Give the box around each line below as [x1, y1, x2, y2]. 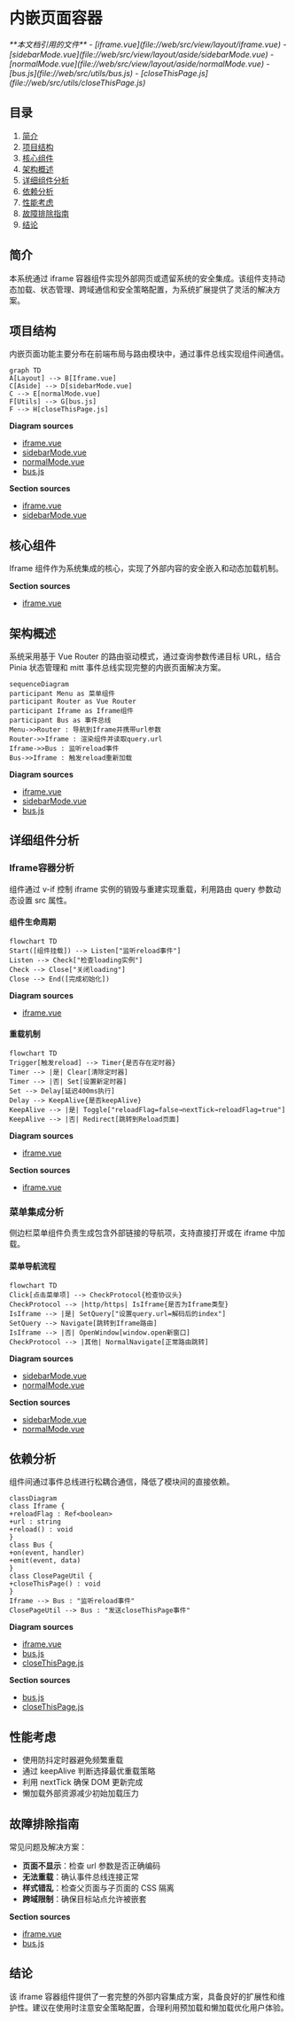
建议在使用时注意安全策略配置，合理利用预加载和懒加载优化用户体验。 [32, 2001, 289, 2013]
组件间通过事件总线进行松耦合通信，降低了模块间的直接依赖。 [9, 1477, 235, 1487]
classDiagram [9, 1494, 58, 1503]
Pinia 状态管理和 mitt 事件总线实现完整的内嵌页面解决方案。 [9, 662, 226, 672]
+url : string [9, 1517, 62, 1526]
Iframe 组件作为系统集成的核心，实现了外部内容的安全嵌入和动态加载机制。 [9, 563, 283, 574]
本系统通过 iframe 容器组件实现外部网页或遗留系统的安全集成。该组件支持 [9, 272, 278, 284]
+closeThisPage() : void [9, 1579, 101, 1588]
